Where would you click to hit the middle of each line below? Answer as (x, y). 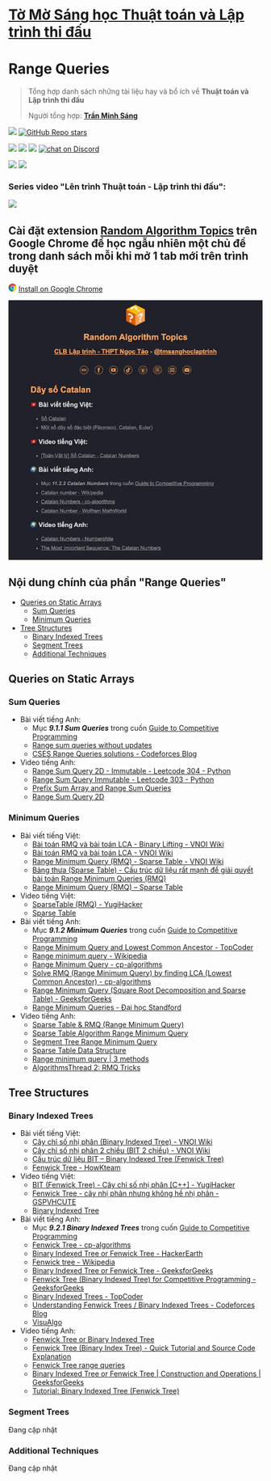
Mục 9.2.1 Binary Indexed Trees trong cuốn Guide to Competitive (141, 1228)
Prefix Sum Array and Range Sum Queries (102, 788)
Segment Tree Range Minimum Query (94, 1041)
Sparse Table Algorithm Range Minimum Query (110, 1033)
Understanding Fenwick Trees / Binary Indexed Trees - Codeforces (144, 1305)
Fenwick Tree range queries (79, 1365)
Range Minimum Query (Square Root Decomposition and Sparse (139, 990)
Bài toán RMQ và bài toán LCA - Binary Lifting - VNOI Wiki (128, 844)
